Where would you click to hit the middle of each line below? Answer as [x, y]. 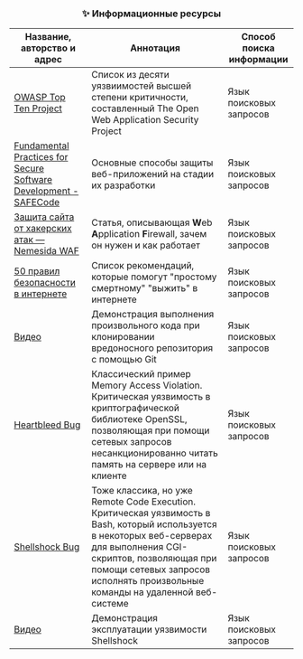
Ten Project [38, 108]
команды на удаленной [142, 592]
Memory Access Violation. [147, 385]
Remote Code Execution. [144, 502]
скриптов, [113, 559]
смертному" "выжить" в [145, 288]
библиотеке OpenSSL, [139, 419]
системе [110, 604]
